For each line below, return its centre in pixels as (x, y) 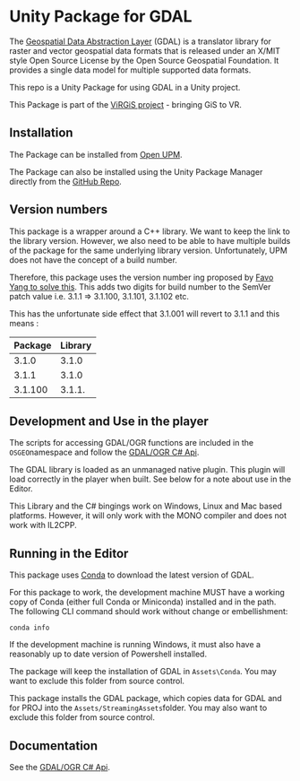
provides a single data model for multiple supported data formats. (130, 70)
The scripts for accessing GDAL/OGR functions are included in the (131, 443)
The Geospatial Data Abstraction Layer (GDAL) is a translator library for (140, 41)
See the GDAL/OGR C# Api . (60, 767)
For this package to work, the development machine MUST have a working (147, 593)
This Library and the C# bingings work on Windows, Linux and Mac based (146, 506)
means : (24, 323)
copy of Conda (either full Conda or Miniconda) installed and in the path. (143, 602)
